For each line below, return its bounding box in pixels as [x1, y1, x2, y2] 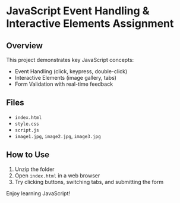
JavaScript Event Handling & [6, 4, 150, 18]
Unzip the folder [14, 165, 55, 173]
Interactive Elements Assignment [6, 17, 174, 30]
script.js [14, 127, 40, 133]
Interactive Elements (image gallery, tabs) [14, 74, 117, 81]
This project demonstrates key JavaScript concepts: [6, 57, 134, 63]
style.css [14, 121, 40, 127]
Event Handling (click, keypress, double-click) [14, 68, 128, 75]
